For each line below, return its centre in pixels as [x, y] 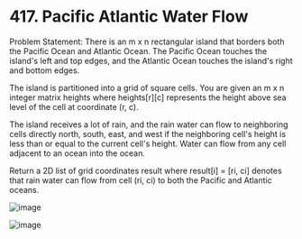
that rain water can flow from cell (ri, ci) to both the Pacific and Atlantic [141, 180]
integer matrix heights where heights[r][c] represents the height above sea [148, 97]
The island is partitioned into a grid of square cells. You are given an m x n [147, 87]
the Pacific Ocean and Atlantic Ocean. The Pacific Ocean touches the [138, 51]
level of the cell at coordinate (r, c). [74, 106]
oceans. [24, 189]
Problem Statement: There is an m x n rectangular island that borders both [147, 41]
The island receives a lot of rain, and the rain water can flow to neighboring [149, 124]
